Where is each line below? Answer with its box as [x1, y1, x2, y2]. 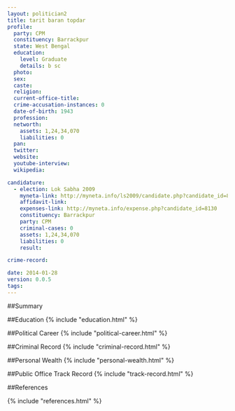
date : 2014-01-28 [7, 270, 58, 277]
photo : [13, 69, 33, 76]
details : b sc [20, 62, 61, 69]
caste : [13, 82, 33, 89]
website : [13, 153, 39, 161]
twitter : [13, 147, 39, 154]
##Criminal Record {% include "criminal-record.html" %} [7, 342, 171, 351]
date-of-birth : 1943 [13, 108, 73, 115]
